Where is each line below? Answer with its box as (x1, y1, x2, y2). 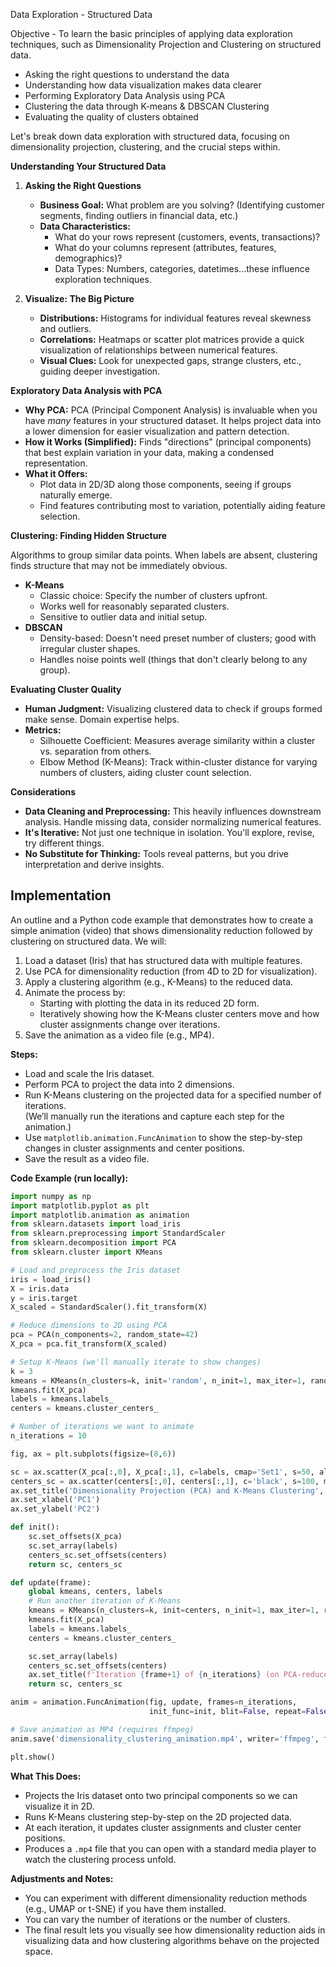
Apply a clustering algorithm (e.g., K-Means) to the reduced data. (24, 975, 294, 988)
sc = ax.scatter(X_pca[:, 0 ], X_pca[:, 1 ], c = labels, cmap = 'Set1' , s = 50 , (10, 1467, 315, 1477)
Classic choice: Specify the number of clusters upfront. (39, 590, 268, 601)
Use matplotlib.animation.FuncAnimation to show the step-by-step (24, 1131, 303, 1143)
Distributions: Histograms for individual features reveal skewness (39, 312, 312, 324)
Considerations (10, 786, 77, 798)
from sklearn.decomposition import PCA (10, 1238, 177, 1248)
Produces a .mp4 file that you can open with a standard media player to (24, 1842, 317, 1854)
